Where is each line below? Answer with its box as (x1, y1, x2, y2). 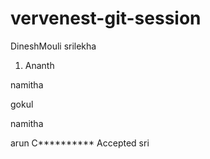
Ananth (24, 59, 55, 71)
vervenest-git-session (10, 7, 202, 30)
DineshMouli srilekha (10, 40, 97, 52)
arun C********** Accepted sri (10, 137, 150, 149)
